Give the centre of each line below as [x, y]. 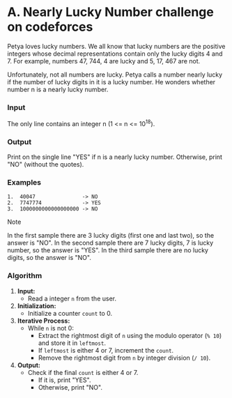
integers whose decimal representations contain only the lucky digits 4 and [115, 54]
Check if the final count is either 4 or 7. [83, 372]
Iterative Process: [44, 321]
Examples [24, 183]
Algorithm [25, 276]
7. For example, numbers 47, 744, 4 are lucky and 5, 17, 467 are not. [104, 61]
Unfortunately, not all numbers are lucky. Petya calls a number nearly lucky [115, 75]
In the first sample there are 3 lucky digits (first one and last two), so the [111, 236]
